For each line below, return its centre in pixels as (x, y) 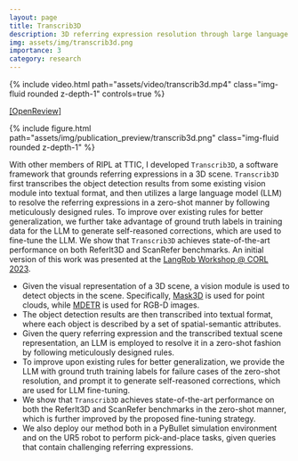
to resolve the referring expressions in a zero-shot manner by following (139, 202)
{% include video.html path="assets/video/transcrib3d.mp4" (121, 84)
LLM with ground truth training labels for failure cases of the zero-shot (151, 371)
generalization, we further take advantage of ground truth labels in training (146, 221)
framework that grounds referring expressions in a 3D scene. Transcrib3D (144, 174)
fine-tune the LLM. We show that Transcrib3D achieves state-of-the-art (140, 240)
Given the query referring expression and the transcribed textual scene (152, 333)
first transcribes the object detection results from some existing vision (137, 183)
